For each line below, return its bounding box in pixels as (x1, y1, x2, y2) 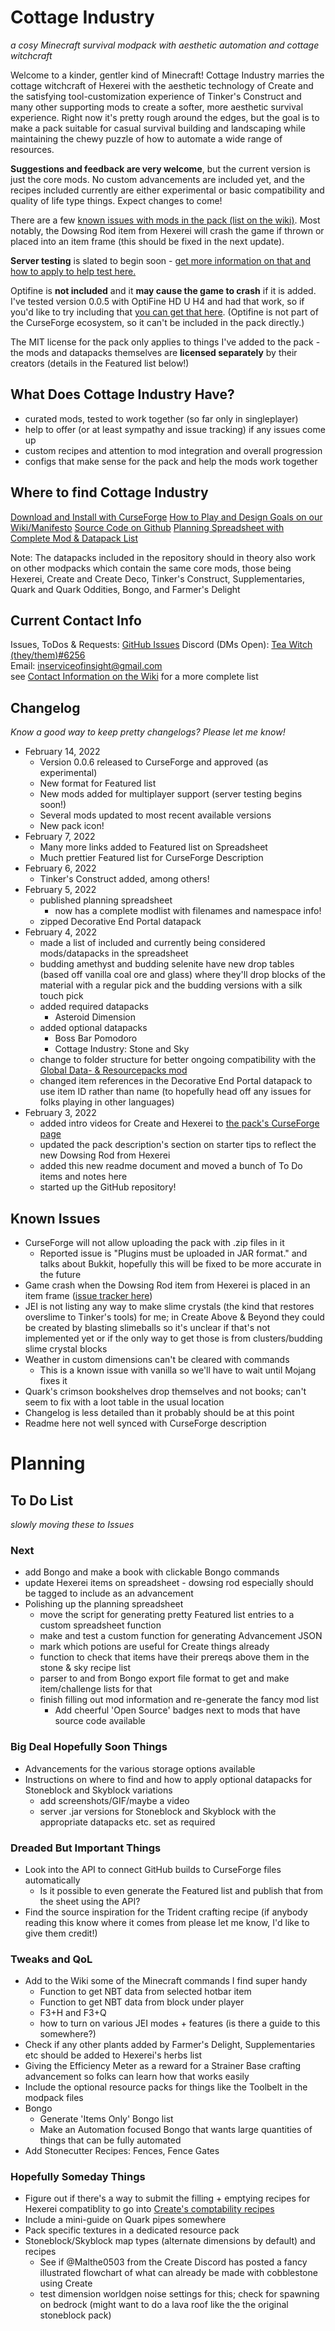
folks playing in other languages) (39, 1096, 175, 1108)
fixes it (39, 1375, 68, 1386)
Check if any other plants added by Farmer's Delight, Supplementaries (24, 2039, 316, 2051)
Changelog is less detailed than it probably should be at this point (24, 1407, 295, 1418)
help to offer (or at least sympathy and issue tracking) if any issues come (24, 423, 326, 435)
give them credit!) (24, 1927, 98, 1939)
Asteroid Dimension (54, 1011, 137, 1023)
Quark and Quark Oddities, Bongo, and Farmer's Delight (10, 583, 241, 595)
